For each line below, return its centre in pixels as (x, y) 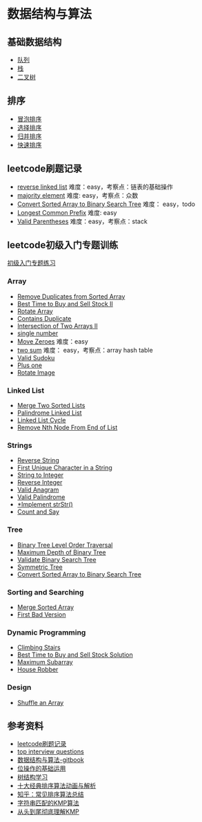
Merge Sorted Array (46, 607)
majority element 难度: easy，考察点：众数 (78, 195)
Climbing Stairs (39, 648)
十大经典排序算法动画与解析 (57, 786)
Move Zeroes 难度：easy (52, 341)
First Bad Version (41, 614)
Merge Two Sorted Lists (51, 406)
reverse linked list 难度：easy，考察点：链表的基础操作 (95, 187)
